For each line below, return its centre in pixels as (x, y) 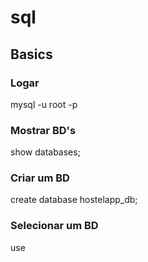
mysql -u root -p (44, 104)
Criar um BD (40, 178)
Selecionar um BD (54, 226)
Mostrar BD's (43, 130)
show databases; (45, 152)
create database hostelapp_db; (74, 200)
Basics (31, 54)
